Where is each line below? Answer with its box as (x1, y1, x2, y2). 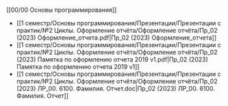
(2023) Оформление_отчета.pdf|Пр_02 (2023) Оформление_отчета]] (16, 34, 217, 42)
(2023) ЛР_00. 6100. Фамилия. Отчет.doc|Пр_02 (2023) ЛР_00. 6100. (16, 85, 215, 92)
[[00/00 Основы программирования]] (6, 6, 117, 14)
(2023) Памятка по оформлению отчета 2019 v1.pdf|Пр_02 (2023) (16, 55, 208, 64)
